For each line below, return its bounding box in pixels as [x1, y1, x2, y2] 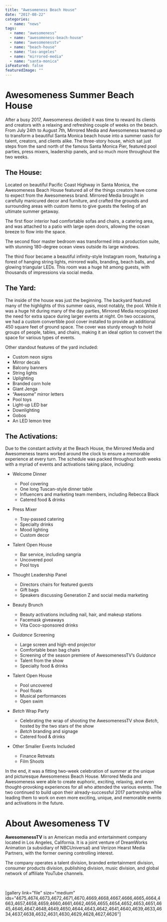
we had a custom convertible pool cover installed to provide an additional [5, 319, 156, 325]
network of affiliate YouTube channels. [5, 870, 84, 876]
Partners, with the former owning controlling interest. [5, 850, 114, 856]
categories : [5, 17, 30, 22]
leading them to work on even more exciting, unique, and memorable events [5, 795, 162, 801]
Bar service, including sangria [19, 551, 81, 557]
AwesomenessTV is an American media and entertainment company [5, 834, 147, 840]
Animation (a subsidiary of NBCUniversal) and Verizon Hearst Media [5, 845, 146, 851]
